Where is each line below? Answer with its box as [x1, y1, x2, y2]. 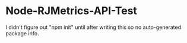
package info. [5, 29, 39, 37]
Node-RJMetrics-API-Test [5, 4, 138, 18]
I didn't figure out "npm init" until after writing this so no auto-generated [5, 24, 182, 31]
